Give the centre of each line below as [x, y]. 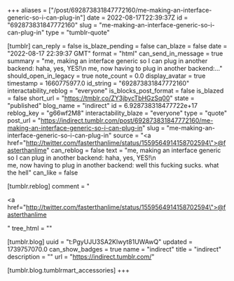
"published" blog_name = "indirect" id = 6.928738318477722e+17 [103, 105]
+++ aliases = [27, 10]
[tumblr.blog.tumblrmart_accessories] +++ [69, 270]
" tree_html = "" [30, 228]
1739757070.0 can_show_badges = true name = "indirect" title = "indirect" [115, 249]
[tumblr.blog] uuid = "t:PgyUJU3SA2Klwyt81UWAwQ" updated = [100, 242]
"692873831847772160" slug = [53, 25]
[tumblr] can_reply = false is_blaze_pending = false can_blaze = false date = [117, 46]
